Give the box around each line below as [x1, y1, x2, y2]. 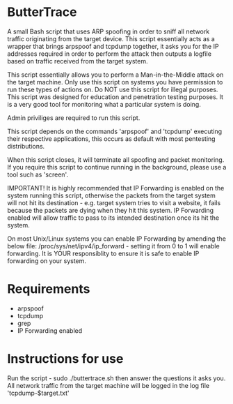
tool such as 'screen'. [7, 170, 68, 179]
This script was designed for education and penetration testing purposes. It [7, 92, 224, 101]
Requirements [7, 281, 90, 297]
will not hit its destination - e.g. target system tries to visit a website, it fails [7, 198, 221, 207]
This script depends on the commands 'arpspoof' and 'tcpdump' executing [7, 127, 223, 135]
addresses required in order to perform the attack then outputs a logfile [7, 50, 212, 58]
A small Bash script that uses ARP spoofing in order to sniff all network [7, 27, 210, 36]
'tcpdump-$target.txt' [7, 389, 70, 397]
